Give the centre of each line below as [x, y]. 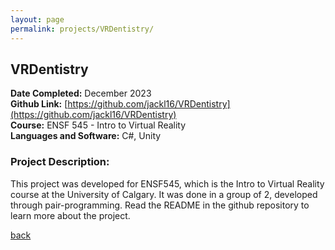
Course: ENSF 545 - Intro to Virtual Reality [98, 125]
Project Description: [60, 162]
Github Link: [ [39, 104]
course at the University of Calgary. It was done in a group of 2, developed [164, 194]
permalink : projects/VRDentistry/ [82, 29]
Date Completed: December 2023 [81, 93]
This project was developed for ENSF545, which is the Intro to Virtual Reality [167, 183]
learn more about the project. [70, 215]
